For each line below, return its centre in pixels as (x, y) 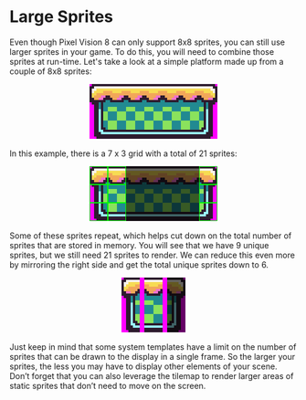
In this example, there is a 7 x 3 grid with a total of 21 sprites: (123, 153)
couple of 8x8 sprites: (51, 71)
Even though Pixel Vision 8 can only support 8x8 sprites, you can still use (148, 42)
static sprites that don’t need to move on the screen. (108, 385)
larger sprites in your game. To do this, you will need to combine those (142, 51)
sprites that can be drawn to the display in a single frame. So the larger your (152, 356)
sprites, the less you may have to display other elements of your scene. (143, 366)
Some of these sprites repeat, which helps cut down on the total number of (151, 236)
